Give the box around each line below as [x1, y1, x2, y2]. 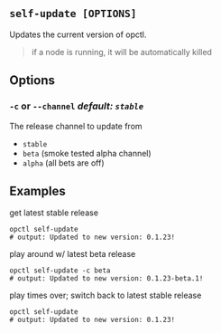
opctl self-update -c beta [9, 266, 111, 275]
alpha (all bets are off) [22, 157, 106, 168]
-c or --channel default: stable [9, 100, 144, 112]
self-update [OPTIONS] [9, 7, 137, 21]
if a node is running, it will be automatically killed [31, 46, 212, 57]
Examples [9, 183, 66, 198]
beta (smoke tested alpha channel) [22, 147, 152, 158]
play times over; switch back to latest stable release [9, 290, 202, 301]
